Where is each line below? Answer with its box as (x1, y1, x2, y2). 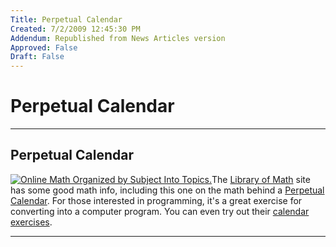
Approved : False (10, 42, 78, 53)
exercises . (10, 216, 53, 228)
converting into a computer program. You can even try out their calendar (10, 205, 310, 217)
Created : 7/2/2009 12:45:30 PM (10, 24, 141, 34)
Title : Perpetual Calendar (10, 14, 123, 25)
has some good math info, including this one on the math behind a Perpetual (10, 184, 325, 196)
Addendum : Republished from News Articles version (10, 33, 226, 43)
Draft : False (10, 52, 65, 62)
